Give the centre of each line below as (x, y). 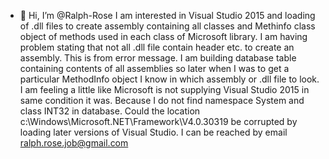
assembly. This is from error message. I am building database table (158, 58)
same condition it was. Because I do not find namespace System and (162, 100)
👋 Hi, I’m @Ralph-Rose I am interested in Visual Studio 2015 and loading (167, 15)
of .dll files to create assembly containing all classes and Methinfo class (167, 26)
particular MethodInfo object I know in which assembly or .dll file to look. (169, 79)
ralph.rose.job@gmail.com (74, 143)
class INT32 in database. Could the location (110, 111)
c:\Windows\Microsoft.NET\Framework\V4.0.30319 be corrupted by (158, 121)
